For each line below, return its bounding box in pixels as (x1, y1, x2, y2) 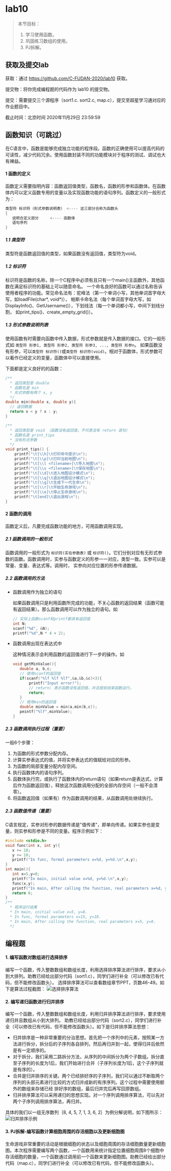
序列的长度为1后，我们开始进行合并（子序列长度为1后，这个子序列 (21, 1060, 159, 1066)
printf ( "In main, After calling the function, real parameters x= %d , (12, 886, 163, 891)
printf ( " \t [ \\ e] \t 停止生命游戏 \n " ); (14, 489, 88, 495)
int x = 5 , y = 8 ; (12, 871, 40, 876)
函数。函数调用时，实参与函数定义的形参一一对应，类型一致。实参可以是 (14, 556, 166, 562)
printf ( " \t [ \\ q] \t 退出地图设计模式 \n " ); (14, 475, 95, 481)
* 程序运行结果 (10, 905, 37, 910)
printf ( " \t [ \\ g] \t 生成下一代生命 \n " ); (14, 480, 92, 485)
